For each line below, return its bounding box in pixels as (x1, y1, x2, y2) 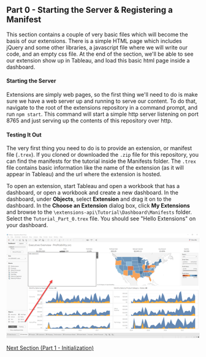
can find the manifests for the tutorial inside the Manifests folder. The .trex (6, 157, 196, 165)
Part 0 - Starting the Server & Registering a (6, 5, 173, 15)
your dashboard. (6, 222, 48, 229)
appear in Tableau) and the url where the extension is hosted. (6, 171, 161, 178)
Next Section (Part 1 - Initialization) (6, 344, 94, 351)
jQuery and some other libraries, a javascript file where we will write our (6, 43, 188, 51)
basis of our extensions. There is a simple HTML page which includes (6, 37, 182, 45)
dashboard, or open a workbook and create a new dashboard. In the (6, 189, 179, 197)
